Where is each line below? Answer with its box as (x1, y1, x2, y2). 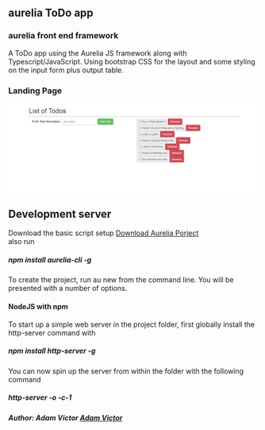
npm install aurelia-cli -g (8, 255, 92, 265)
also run (8, 237, 35, 246)
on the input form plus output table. (8, 65, 125, 75)
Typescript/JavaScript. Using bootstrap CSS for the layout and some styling (8, 56, 255, 66)
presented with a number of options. (8, 284, 128, 293)
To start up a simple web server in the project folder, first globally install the (8, 320, 255, 329)
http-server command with (8, 327, 96, 337)
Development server (8, 207, 112, 221)
